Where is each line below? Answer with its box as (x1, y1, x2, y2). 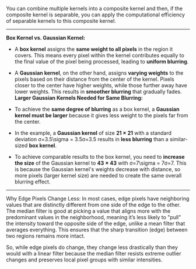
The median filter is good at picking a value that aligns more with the (6, 207, 171, 214)
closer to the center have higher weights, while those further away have (14, 82, 188, 88)
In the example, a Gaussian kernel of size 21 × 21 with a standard (14, 130, 172, 137)
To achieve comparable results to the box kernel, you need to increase (14, 154, 185, 160)
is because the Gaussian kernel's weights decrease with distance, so (14, 166, 181, 172)
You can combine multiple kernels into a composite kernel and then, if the (6, 5, 183, 12)
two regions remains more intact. (6, 233, 86, 239)
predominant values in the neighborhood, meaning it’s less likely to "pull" (6, 214, 181, 220)
